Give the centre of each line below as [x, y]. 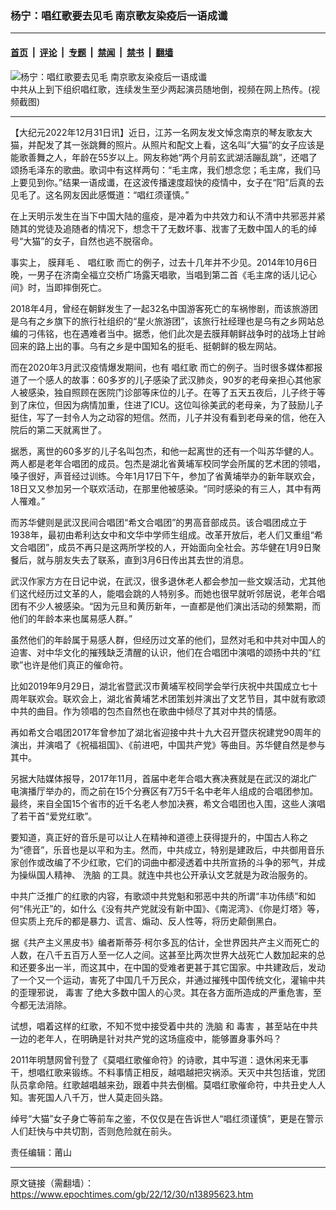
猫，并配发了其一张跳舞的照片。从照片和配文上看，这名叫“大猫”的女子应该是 [167, 144]
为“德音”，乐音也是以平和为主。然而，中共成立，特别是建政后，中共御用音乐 [167, 849]
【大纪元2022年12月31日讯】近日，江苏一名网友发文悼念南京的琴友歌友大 [161, 132]
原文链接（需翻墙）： [52, 1183]
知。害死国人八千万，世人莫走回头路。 [89, 1097]
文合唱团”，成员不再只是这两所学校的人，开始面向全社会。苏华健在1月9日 [161, 547]
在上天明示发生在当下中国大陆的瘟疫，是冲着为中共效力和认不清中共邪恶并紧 [168, 216]
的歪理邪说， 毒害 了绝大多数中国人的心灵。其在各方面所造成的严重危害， [161, 992]
